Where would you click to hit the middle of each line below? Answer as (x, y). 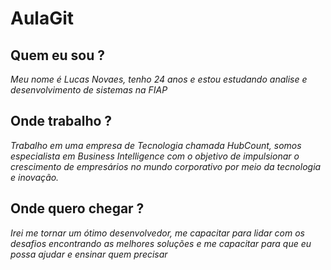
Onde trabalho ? (61, 121)
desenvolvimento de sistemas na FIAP (89, 90)
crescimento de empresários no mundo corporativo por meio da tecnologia (166, 166)
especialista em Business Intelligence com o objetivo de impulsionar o (155, 156)
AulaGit (42, 18)
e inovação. (35, 177)
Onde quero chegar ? (77, 208)
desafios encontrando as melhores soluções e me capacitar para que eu (161, 243)
